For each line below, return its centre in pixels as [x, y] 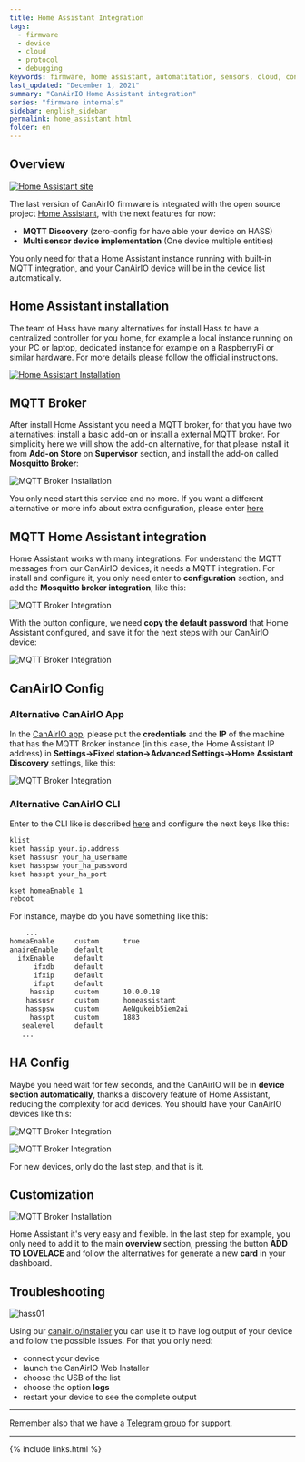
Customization [52, 1195]
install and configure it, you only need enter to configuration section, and [147, 578]
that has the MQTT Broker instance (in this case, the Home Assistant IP [142, 743]
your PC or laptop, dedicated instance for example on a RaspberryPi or [142, 347]
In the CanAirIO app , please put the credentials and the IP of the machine [147, 734]
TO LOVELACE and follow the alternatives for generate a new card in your [148, 1253]
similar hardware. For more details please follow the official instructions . [144, 357]
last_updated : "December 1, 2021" [75, 85]
